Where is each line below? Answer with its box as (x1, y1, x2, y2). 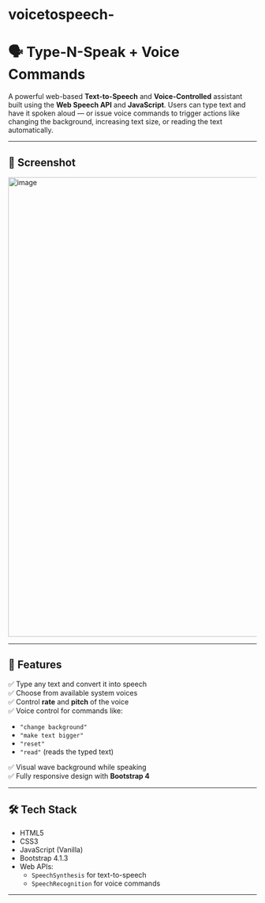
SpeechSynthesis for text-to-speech (31, 870, 147, 879)
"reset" (19, 740, 45, 748)
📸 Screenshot (8, 156, 77, 169)
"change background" (19, 723, 88, 731)
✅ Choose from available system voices (8, 688, 138, 697)
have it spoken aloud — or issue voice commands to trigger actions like (8, 108, 241, 118)
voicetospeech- (8, 6, 115, 24)
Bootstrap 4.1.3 (19, 853, 69, 863)
